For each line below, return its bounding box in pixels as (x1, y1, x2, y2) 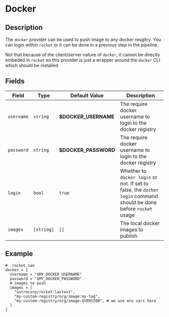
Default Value (70, 92, 104, 99)
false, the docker (120, 186, 159, 193)
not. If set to (120, 180, 148, 187)
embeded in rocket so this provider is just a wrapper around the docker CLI (5, 57, 160, 63)
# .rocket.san (5, 263, 35, 268)
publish (120, 232, 138, 239)
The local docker (120, 220, 160, 227)
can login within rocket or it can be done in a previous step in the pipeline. (5, 42, 159, 48)
